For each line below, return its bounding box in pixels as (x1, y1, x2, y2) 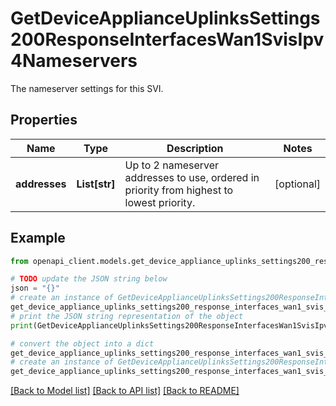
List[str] (76, 177, 116, 191)
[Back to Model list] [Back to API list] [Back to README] (10, 385, 240, 397)
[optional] (274, 177, 321, 191)
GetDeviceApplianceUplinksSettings (10, 7, 321, 30)
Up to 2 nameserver (124, 158, 220, 172)
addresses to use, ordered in (124, 170, 260, 184)
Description (166, 141, 224, 155)
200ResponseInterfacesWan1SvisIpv (10, 28, 325, 51)
